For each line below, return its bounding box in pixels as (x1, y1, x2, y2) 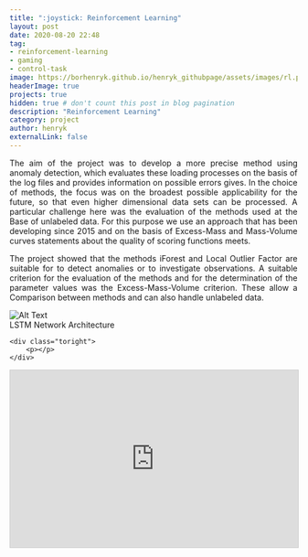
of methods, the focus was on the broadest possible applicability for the (9, 187, 298, 198)
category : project (9, 115, 80, 124)
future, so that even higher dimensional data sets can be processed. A (9, 196, 298, 207)
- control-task (9, 65, 68, 74)
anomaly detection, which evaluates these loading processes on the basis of (9, 166, 298, 178)
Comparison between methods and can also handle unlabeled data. (9, 292, 264, 303)
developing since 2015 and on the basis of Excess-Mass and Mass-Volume (9, 225, 298, 236)
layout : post (9, 22, 59, 31)
